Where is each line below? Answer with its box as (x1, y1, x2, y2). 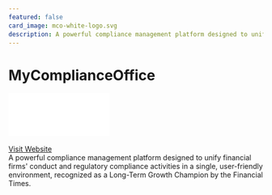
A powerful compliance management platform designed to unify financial (8, 152, 252, 162)
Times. (8, 178, 32, 188)
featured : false (8, 13, 63, 21)
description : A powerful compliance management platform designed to (8, 30, 249, 38)
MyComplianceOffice (8, 66, 156, 84)
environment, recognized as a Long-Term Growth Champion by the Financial (8, 170, 263, 180)
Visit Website (8, 144, 53, 154)
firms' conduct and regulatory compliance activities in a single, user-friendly (8, 161, 263, 171)
